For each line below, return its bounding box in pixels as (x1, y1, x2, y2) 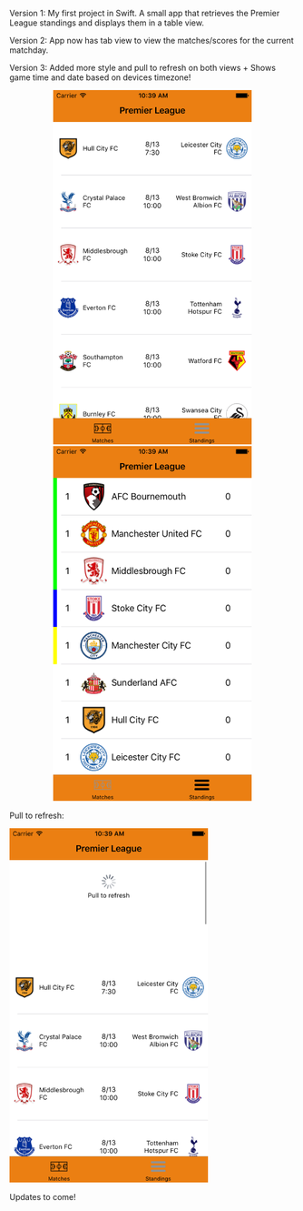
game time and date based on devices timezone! (9, 72, 191, 83)
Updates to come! (9, 1191, 76, 1202)
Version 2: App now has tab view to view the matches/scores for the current (9, 35, 295, 45)
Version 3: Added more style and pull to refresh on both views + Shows (9, 63, 277, 73)
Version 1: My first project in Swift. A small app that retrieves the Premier (9, 8, 280, 18)
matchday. (9, 45, 49, 56)
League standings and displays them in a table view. (9, 17, 204, 28)
